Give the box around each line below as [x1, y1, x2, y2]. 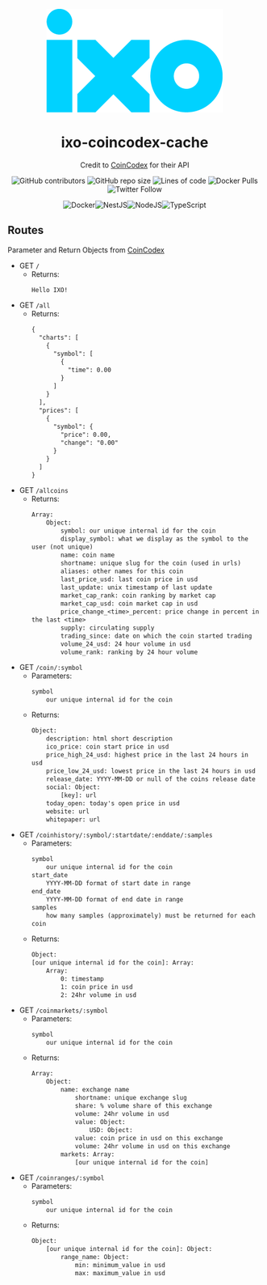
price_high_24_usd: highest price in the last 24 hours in [46, 750, 249, 759]
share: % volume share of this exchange [74, 1101, 213, 1109]
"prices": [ [38, 406, 79, 414]
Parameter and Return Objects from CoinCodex [7, 244, 165, 255]
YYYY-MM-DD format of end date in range [46, 895, 184, 903]
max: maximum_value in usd [74, 1269, 166, 1277]
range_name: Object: [60, 1253, 130, 1261]
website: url [46, 807, 90, 816]
